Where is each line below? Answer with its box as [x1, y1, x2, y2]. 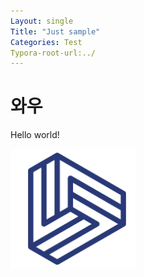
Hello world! [10, 129, 60, 141]
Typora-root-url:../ [10, 48, 97, 58]
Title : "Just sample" [10, 26, 101, 37]
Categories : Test [10, 37, 83, 47]
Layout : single [10, 16, 74, 26]
